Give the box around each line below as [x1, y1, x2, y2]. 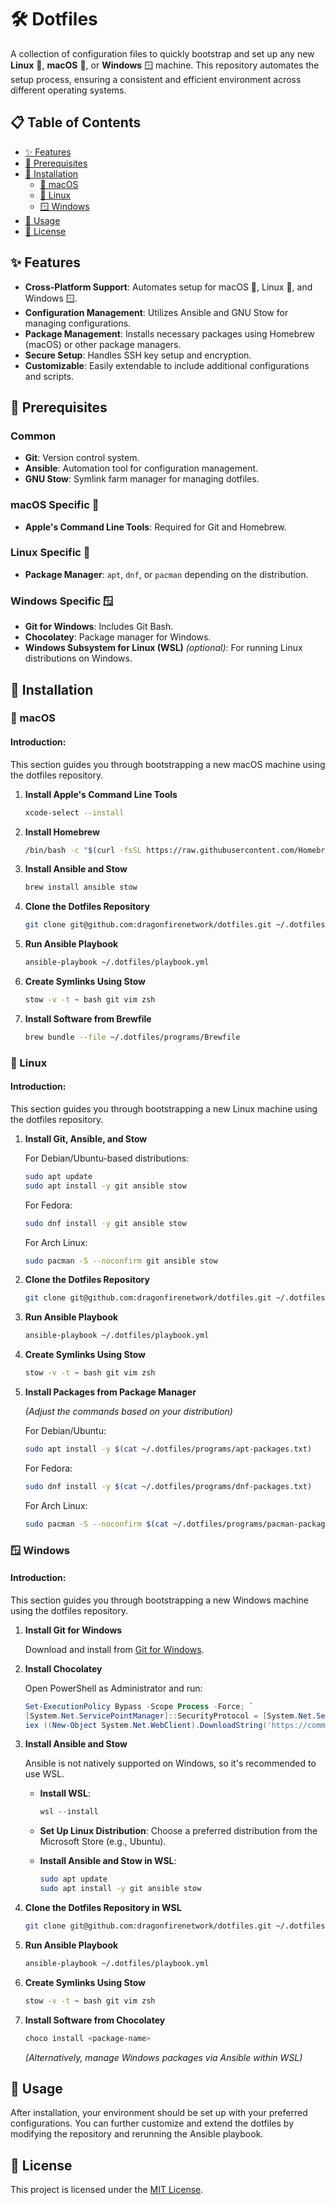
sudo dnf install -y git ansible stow [24, 1218, 187, 1228]
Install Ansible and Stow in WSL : [39, 1855, 177, 1867]
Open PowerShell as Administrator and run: [24, 1682, 203, 1694]
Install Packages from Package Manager [24, 1386, 197, 1398]
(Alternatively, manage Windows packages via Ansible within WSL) [24, 2051, 303, 2063]
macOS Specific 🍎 [10, 498, 100, 512]
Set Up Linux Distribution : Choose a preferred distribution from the [39, 1825, 318, 1837]
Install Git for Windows [24, 1624, 123, 1636]
